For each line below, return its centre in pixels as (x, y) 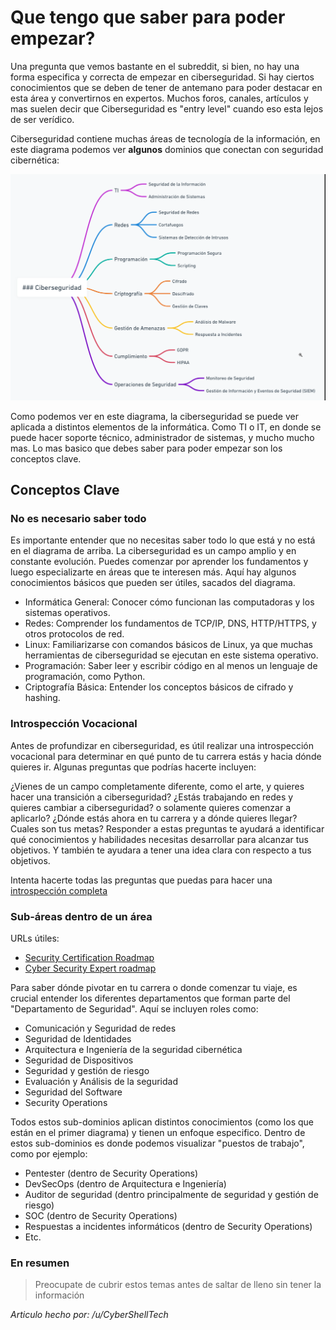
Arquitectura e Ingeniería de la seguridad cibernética (133, 1049)
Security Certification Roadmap (89, 957)
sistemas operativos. (67, 613)
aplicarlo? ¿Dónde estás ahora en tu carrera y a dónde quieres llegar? (154, 818)
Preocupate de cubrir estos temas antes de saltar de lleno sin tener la (178, 1285)
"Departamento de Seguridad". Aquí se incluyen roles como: (134, 1008)
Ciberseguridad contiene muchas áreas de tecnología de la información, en (165, 138)
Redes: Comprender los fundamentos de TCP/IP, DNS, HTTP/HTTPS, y (170, 623)
